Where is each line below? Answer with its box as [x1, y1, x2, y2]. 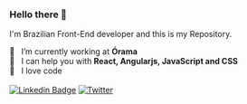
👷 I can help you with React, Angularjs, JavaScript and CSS [9, 56, 238, 67]
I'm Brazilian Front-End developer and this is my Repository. [9, 29, 233, 40]
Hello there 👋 [9, 8, 68, 21]
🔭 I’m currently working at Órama [9, 46, 138, 57]
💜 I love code [9, 65, 63, 76]
